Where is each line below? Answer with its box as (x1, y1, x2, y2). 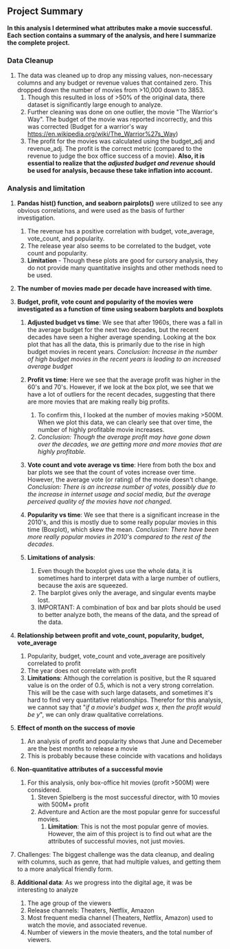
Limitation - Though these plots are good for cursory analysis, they (27, 256, 218, 264)
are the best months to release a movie (27, 744, 138, 753)
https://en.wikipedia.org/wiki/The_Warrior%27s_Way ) (27, 130, 179, 138)
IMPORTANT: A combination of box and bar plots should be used (37, 603, 221, 612)
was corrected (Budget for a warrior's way (27, 123, 148, 131)
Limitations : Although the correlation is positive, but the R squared (27, 674, 216, 682)
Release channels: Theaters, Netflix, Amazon (27, 906, 154, 915)
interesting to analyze (16, 886, 79, 894)
